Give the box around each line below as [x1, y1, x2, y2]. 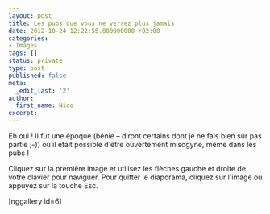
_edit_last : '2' [15, 86, 70, 95]
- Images [8, 42, 38, 50]
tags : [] [8, 49, 38, 57]
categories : [8, 34, 48, 43]
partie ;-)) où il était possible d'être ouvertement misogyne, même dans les [8, 140, 257, 149]
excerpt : [8, 109, 38, 117]
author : [8, 94, 35, 102]
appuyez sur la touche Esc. [8, 181, 98, 190]
